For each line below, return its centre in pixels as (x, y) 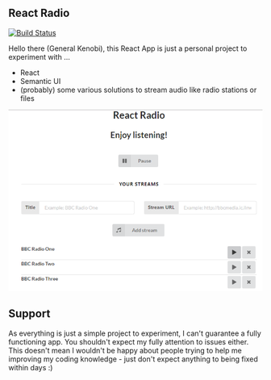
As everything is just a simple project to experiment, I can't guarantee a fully (135, 333)
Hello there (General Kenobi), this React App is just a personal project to (128, 48)
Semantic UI (40, 81)
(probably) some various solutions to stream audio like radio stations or (138, 90)
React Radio (39, 13)
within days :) (31, 367)
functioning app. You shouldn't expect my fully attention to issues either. (129, 341)
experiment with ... (39, 56)
